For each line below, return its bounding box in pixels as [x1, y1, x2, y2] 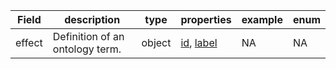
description [64, 13, 121, 26]
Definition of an [52, 30, 125, 43]
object [141, 36, 172, 49]
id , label [180, 36, 218, 49]
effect [15, 36, 43, 49]
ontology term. [52, 42, 122, 56]
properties [180, 13, 232, 26]
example [241, 13, 283, 26]
